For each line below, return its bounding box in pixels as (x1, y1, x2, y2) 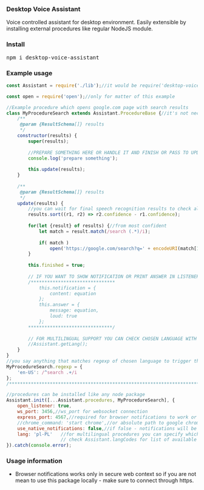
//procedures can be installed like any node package (6, 392, 146, 398)
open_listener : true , (17, 403, 72, 409)
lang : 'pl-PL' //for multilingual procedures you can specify (17, 431, 183, 437)
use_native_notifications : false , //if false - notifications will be (17, 425, 197, 432)
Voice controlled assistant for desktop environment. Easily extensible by (6, 19, 186, 26)
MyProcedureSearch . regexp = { (6, 363, 83, 370)
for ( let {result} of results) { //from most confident (28, 223, 167, 229)
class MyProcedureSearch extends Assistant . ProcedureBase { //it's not (6, 110, 189, 116)
